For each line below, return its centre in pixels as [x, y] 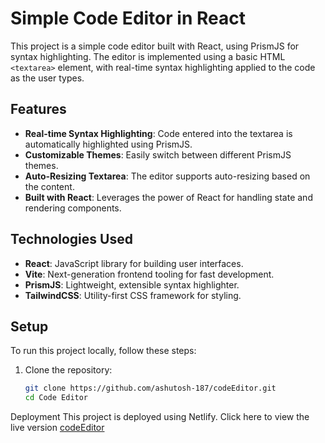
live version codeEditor [57, 428]
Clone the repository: [68, 370]
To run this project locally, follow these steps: [103, 351]
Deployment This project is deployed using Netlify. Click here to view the [160, 417]
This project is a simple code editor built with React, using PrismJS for [155, 46]
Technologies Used [71, 239]
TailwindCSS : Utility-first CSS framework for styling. [133, 295]
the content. [49, 186]
